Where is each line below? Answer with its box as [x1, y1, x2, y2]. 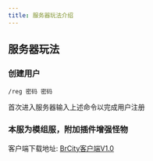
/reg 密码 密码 [8, 88, 53, 96]
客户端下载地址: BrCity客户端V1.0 [8, 143, 115, 153]
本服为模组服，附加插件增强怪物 [8, 124, 129, 135]
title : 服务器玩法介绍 [8, 11, 74, 20]
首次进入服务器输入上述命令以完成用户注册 [8, 103, 145, 112]
